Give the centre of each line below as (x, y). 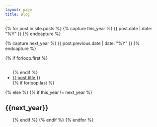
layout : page (19, 10)
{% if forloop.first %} (27, 58)
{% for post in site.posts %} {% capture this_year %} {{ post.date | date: (79, 28)
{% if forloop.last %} (33, 83)
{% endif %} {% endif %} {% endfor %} (53, 120)
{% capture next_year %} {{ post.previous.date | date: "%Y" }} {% (73, 43)
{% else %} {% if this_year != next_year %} (49, 92)
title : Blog (17, 14)
